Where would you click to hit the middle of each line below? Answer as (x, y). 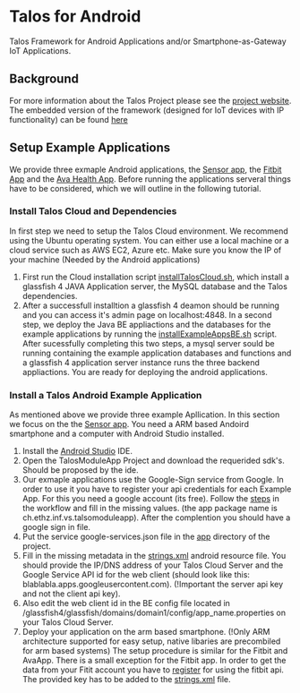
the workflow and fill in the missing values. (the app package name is (150, 509)
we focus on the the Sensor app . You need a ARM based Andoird (129, 424)
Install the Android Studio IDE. (77, 451)
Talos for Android (75, 17)
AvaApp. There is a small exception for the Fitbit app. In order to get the (154, 661)
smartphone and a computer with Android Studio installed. (117, 434)
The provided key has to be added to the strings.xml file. (126, 680)
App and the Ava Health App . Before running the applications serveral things (150, 179)
